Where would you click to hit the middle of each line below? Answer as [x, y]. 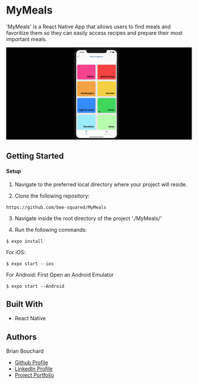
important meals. [27, 39]
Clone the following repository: [52, 196]
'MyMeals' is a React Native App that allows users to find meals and [88, 27]
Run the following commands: [51, 229]
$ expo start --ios [30, 264]
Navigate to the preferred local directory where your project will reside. [101, 184]
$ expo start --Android [35, 286]
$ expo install [25, 241]
